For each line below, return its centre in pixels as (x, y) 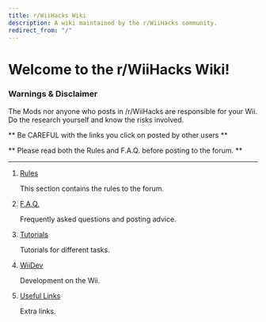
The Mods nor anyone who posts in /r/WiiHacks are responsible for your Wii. (133, 111)
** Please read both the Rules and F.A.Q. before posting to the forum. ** (125, 150)
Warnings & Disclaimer (53, 94)
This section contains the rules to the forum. (92, 188)
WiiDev (31, 265)
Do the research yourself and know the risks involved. (96, 119)
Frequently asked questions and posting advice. (98, 219)
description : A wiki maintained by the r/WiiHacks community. (113, 23)
